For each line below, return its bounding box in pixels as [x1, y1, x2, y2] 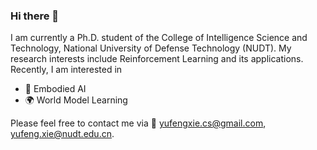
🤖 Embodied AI [24, 83, 87, 95]
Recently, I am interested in [10, 64, 123, 76]
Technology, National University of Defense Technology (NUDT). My [10, 42, 292, 54]
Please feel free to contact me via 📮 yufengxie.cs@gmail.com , [10, 117, 267, 129]
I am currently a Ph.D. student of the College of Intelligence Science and [10, 32, 308, 44]
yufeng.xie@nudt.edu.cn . [10, 128, 115, 140]
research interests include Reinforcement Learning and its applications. [10, 53, 304, 65]
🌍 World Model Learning [24, 94, 128, 106]
